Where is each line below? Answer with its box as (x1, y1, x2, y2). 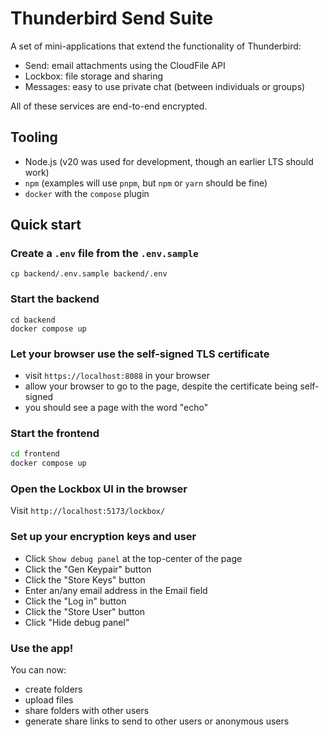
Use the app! (10, 641, 74, 655)
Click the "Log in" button (24, 595, 127, 607)
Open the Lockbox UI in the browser (10, 482, 188, 496)
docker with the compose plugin (24, 187, 150, 199)
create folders (24, 683, 83, 695)
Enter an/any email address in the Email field (24, 584, 208, 596)
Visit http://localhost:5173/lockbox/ (10, 505, 166, 517)
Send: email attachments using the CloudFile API (24, 59, 226, 71)
